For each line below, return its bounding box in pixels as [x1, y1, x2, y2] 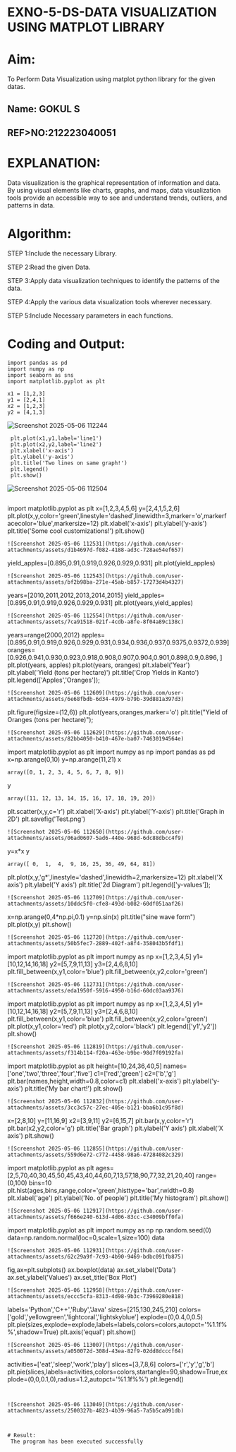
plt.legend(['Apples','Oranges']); [7, 676, 100, 684]
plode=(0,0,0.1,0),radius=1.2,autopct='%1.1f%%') [7, 1374, 149, 1384]
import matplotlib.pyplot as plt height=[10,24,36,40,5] [7, 1062, 162, 1070]
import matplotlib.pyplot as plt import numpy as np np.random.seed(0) [7, 1225, 211, 1234]
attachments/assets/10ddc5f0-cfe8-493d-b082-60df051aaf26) [7, 900, 185, 907]
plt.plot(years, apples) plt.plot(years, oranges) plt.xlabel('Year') [7, 661, 190, 669]
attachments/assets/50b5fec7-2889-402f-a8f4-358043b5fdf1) [7, 940, 185, 947]
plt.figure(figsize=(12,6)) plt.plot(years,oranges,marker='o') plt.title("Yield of [7, 707, 228, 716]
